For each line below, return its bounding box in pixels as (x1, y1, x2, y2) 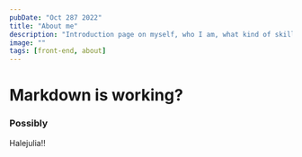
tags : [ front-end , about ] (9, 47, 106, 56)
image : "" (9, 38, 47, 48)
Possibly (9, 118, 49, 130)
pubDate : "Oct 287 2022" (9, 13, 102, 22)
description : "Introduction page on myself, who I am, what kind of (9, 30, 271, 39)
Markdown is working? (9, 85, 184, 106)
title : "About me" (9, 22, 78, 31)
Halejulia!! (9, 137, 47, 148)
